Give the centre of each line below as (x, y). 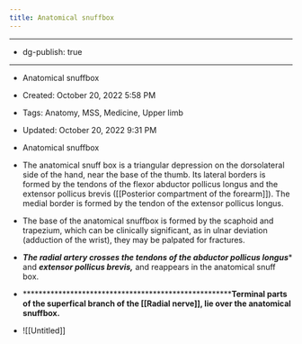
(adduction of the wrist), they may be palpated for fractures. (133, 240)
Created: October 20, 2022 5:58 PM (89, 95)
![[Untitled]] (44, 330)
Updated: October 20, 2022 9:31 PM (89, 130)
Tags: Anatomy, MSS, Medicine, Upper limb (103, 113)
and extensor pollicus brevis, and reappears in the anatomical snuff (149, 267)
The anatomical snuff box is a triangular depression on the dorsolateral (153, 165)
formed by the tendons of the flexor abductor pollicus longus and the (150, 184)
